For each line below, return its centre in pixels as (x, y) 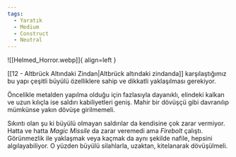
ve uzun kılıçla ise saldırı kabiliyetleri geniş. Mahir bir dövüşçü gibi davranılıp (118, 102)
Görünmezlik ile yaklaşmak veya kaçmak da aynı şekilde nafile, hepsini (110, 139)
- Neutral (28, 40)
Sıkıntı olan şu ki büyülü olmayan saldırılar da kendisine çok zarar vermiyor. (116, 123)
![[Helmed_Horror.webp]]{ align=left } (62, 60)
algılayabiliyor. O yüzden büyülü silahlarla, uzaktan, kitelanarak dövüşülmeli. (118, 146)
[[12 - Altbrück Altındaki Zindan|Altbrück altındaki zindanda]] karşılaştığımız (117, 74)
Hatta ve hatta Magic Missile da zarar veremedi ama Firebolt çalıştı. (105, 131)
